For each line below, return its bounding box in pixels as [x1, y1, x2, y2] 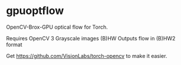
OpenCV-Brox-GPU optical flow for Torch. [6, 23, 108, 30]
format [6, 41, 22, 48]
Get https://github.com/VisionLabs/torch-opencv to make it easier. [6, 52, 167, 59]
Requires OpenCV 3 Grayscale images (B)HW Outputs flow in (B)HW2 [6, 35, 176, 42]
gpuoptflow [6, 4, 64, 18]
